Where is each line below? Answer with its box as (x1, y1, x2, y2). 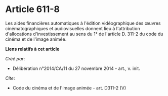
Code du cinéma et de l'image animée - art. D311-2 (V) (12, 84, 127, 91)
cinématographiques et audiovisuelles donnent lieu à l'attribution (5, 25, 140, 31)
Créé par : (5, 55, 25, 61)
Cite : (5, 75, 15, 81)
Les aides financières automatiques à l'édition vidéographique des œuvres (5, 20, 161, 26)
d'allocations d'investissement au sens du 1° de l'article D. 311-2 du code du (5, 31, 163, 37)
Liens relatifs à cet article (5, 46, 60, 52)
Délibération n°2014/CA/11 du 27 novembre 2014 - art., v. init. (12, 65, 140, 71)
